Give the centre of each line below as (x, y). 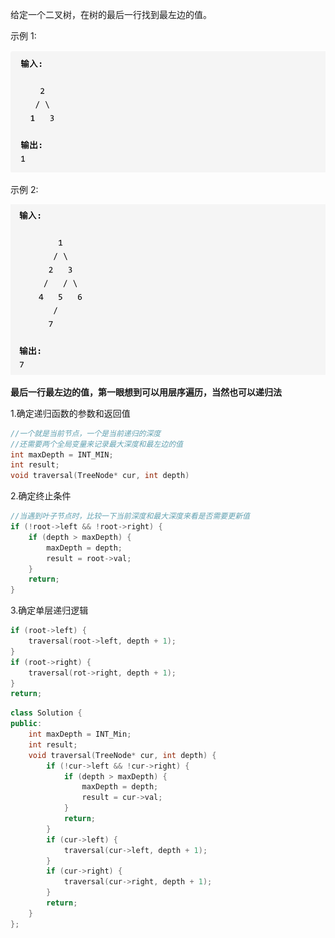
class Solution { (46, 713)
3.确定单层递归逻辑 (49, 610)
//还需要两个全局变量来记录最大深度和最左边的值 (96, 444)
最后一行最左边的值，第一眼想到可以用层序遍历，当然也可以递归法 (146, 392)
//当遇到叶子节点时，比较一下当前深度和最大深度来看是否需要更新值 (130, 516)
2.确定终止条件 (41, 496)
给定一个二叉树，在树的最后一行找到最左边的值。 (111, 14)
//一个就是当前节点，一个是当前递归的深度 (86, 433)
